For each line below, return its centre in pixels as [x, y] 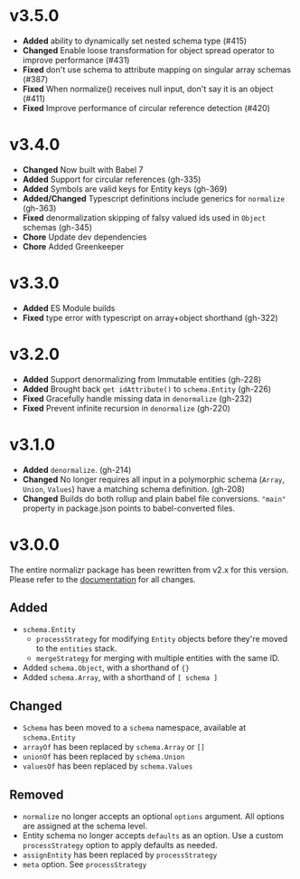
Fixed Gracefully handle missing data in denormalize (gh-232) [137, 398]
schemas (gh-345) [57, 227]
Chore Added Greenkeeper [73, 246]
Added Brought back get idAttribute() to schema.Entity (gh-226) [147, 389]
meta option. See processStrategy [84, 865]
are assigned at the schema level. [85, 826]
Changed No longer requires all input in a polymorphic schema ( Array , [154, 479]
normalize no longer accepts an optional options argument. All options [153, 817]
